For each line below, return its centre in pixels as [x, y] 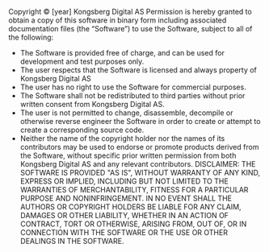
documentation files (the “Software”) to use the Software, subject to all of [130, 29]
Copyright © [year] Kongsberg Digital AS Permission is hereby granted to [130, 12]
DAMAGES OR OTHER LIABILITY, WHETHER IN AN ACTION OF [124, 215]
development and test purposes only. [82, 61]
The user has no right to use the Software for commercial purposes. [133, 87]
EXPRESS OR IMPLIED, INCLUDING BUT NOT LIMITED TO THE [124, 181]
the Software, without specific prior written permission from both [128, 155]
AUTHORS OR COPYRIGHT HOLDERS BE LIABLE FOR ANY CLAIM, [130, 207]
